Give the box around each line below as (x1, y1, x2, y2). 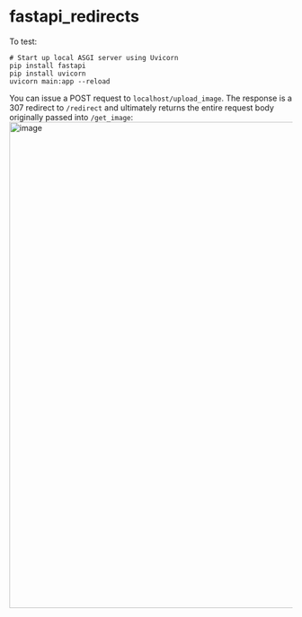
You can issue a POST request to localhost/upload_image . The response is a (9, 93, 292, 103)
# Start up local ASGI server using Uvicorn (9, 53, 179, 62)
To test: (9, 36, 38, 47)
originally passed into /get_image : (9, 111, 134, 122)
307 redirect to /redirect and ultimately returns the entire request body (9, 101, 274, 113)
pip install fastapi (9, 61, 87, 70)
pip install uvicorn (9, 69, 87, 78)
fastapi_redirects (9, 6, 139, 27)
